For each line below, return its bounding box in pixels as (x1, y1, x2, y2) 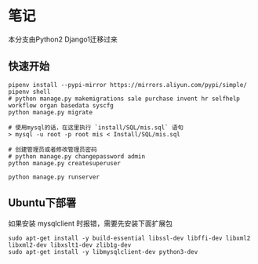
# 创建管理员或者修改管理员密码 (8, 146, 97, 154)
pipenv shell (8, 88, 51, 96)
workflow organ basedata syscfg (8, 101, 114, 110)
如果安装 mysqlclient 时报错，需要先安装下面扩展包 (8, 219, 173, 228)
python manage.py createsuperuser (8, 159, 122, 167)
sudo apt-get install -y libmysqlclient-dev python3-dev (8, 248, 198, 255)
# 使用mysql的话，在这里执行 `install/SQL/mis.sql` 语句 (8, 123, 184, 132)
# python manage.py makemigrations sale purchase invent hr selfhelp (8, 95, 241, 103)
